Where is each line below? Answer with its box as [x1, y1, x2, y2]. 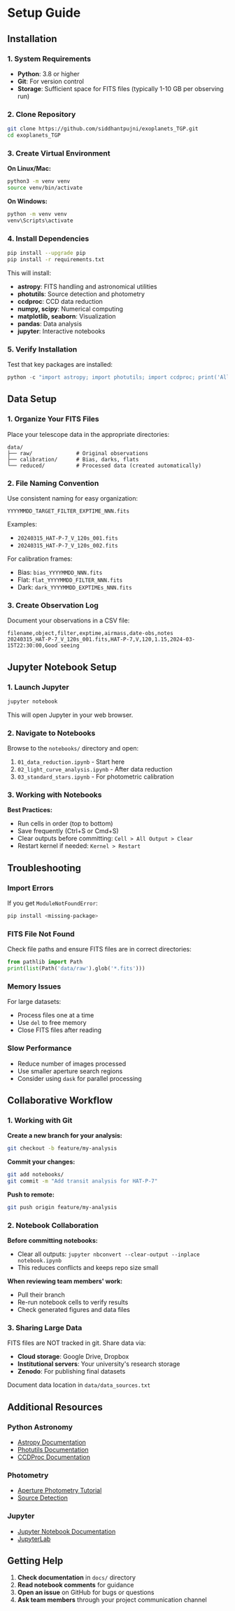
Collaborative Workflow [7, 1094, 113, 1106]
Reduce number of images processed [17, 1059, 127, 1068]
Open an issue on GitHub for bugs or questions [17, 1588, 155, 1597]
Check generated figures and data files [17, 1306, 131, 1314]
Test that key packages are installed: [7, 361, 113, 369]
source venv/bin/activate [7, 184, 83, 192]
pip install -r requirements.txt [7, 256, 105, 263]
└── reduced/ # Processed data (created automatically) [7, 462, 201, 469]
